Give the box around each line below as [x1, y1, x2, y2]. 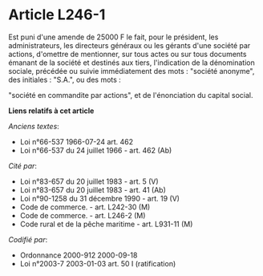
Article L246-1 [8, 6, 106, 24]
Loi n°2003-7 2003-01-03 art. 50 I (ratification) [19, 258, 176, 268]
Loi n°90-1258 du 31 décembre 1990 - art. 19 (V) [19, 193, 180, 203]
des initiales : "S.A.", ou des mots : [8, 75, 122, 84]
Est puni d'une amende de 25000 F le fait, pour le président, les [8, 32, 219, 42]
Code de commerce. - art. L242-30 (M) [19, 202, 151, 212]
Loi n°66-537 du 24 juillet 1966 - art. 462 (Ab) [19, 145, 172, 155]
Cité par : [8, 160, 38, 170]
